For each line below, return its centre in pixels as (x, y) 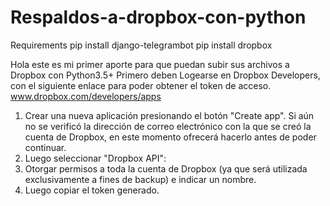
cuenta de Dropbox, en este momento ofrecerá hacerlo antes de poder (170, 137)
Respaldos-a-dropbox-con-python (158, 17)
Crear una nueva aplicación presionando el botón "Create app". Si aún (169, 115)
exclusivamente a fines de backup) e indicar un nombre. (140, 179)
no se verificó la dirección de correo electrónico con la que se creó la (168, 126)
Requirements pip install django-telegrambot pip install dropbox (141, 45)
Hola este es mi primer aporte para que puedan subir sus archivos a (150, 64)
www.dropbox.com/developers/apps (86, 96)
